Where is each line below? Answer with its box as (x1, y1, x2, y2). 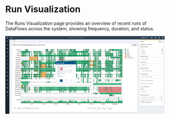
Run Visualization (5, 4, 81, 15)
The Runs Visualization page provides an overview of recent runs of (5, 20, 147, 26)
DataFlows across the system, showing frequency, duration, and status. (5, 25, 154, 31)
